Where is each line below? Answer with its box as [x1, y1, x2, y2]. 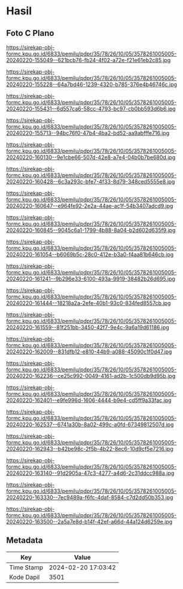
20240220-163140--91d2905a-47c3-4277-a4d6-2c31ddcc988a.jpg [6, 469, 175, 477]
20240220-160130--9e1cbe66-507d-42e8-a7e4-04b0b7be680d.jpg [6, 154, 176, 161]
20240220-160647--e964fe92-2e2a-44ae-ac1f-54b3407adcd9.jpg [6, 202, 173, 209]
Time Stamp [9, 563, 44, 572]
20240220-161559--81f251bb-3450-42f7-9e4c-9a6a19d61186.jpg [6, 324, 169, 331]
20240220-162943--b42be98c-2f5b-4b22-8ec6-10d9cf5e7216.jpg [6, 445, 173, 452]
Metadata [6, 535, 43, 545]
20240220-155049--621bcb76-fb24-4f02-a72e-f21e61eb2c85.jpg [6, 57, 171, 63]
